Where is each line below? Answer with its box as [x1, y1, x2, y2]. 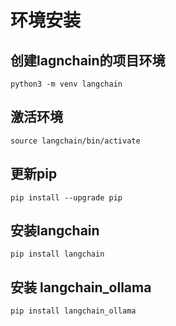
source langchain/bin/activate [10, 136, 141, 146]
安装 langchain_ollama [10, 279, 152, 296]
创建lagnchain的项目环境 [10, 52, 166, 69]
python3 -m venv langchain [10, 79, 123, 89]
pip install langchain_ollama [10, 306, 137, 316]
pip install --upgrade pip [10, 192, 123, 203]
